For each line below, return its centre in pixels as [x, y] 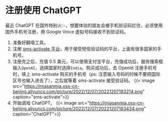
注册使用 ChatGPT [43, 10]
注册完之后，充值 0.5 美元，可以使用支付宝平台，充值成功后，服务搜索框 [88, 61]
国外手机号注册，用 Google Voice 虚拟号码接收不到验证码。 [67, 31]
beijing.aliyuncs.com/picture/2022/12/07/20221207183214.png [77, 91]
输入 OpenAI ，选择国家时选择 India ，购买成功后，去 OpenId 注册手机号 [85, 68]
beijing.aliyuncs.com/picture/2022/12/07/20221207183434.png [78, 108]
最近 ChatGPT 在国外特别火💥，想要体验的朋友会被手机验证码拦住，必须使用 [84, 25]
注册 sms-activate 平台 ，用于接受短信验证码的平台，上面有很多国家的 [85, 49]
